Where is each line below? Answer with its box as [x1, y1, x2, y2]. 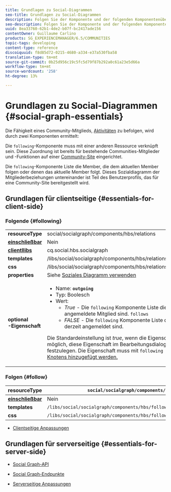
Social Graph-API [12, 461, 49, 467]
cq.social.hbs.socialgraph [47, 247, 108, 254]
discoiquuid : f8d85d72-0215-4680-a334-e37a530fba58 [5, 50, 117, 55]
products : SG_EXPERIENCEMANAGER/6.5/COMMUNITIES [5, 36, 110, 41]
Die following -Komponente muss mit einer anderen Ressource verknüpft [5, 143, 158, 149]
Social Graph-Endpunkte [12, 471, 65, 477]
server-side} [5, 448, 47, 456]
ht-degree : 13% [5, 74, 38, 79]
